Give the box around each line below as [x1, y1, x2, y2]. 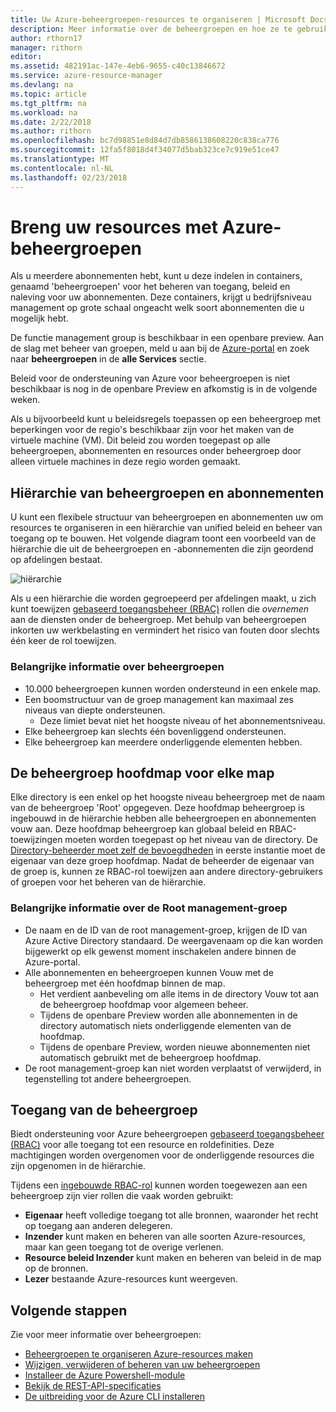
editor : [10, 52, 43, 62]
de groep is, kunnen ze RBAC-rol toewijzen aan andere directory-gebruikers [10, 866, 323, 878]
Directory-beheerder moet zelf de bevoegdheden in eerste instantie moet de [10, 844, 326, 856]
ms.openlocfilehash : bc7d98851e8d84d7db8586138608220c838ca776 [10, 136, 280, 146]
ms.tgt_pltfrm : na [10, 98, 87, 108]
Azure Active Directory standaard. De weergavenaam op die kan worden [24, 934, 324, 946]
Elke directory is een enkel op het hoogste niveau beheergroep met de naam [10, 791, 326, 803]
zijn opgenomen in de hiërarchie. [10, 1160, 146, 1172]
